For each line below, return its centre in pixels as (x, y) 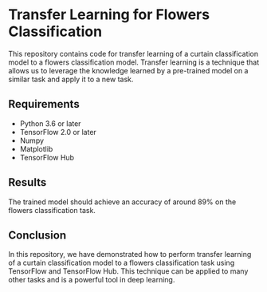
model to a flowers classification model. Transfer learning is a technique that (134, 62)
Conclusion (37, 235)
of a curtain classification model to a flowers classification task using (122, 263)
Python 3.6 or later (50, 123)
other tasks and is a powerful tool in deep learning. (92, 280)
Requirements (44, 104)
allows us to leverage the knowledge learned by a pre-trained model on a (128, 70)
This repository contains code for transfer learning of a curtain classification (133, 53)
